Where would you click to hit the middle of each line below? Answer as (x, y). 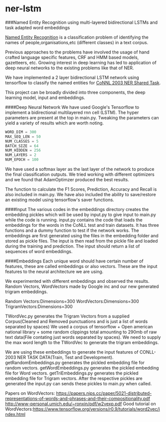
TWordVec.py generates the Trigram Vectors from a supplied (67, 316)
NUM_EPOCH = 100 (22, 160)
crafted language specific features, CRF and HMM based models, (72, 57)
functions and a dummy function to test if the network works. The (72, 230)
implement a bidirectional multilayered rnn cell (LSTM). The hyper (72, 112)
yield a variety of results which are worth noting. (55, 123)
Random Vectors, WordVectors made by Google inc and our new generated (82, 287)
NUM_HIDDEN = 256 (23, 151)
